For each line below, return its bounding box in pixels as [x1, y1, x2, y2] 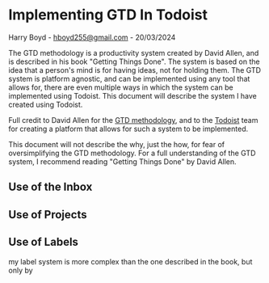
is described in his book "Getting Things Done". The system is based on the [8, 57, 260, 66]
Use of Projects [8, 208, 87, 222]
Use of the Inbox [8, 180, 93, 194]
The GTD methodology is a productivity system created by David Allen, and [8, 48, 259, 57]
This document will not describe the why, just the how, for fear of [8, 139, 225, 149]
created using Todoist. [8, 99, 83, 109]
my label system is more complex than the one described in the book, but [8, 256, 253, 266]
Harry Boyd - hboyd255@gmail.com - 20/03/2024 [8, 32, 176, 42]
